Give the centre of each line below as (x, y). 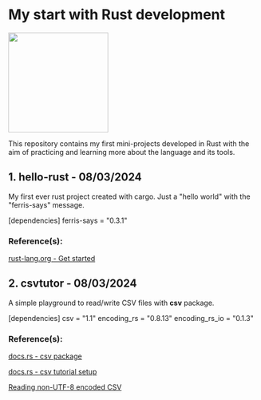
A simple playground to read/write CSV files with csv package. (111, 303)
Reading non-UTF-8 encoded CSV (65, 387)
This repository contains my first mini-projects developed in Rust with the (129, 143)
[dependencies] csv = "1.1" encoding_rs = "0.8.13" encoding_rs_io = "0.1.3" (131, 318)
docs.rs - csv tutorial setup (53, 372)
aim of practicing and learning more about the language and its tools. (122, 152)
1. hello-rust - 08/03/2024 (75, 177)
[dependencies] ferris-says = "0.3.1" (68, 220)
